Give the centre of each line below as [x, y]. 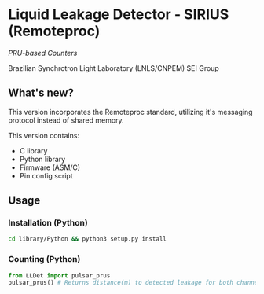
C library [33, 150]
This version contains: [44, 135]
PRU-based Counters [43, 53]
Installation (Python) [48, 223]
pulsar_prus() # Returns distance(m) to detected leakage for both [121, 283]
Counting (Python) [44, 259]
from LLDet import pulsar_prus [59, 276]
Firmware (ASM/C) [50, 167]
